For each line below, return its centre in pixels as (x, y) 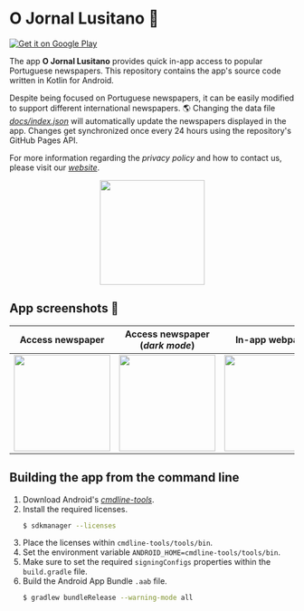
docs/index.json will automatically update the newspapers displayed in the (148, 120)
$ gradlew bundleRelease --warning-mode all (108, 598)
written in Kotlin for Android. (62, 80)
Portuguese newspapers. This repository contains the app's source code (145, 71)
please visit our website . (55, 167)
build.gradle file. (55, 572)
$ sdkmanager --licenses (69, 525)
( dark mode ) (167, 345)
